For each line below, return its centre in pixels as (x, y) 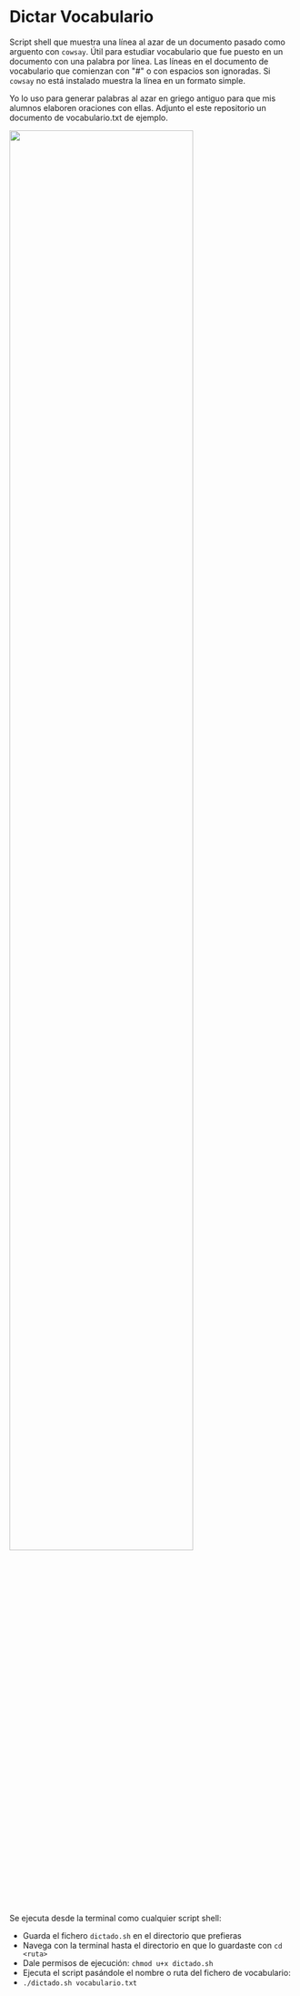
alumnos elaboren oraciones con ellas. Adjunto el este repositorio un (138, 107)
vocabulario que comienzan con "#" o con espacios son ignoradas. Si (140, 71)
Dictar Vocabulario (82, 17)
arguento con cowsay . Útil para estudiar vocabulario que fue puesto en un (146, 51)
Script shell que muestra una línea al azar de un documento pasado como (148, 42)
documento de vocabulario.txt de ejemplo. (89, 117)
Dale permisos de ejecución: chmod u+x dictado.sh (118, 1962)
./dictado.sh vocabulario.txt (80, 1983)
